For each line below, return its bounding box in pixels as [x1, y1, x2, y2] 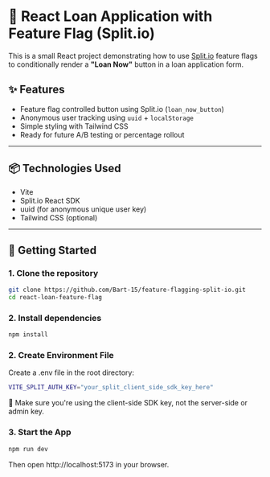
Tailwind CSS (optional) [19, 212, 98, 222]
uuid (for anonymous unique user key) [19, 204, 147, 214]
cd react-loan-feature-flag [8, 294, 103, 302]
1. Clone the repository [8, 267, 99, 278]
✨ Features [8, 83, 65, 97]
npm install [8, 331, 48, 339]
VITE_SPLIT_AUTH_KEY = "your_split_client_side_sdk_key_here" [8, 384, 215, 392]
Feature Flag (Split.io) [8, 24, 155, 43]
